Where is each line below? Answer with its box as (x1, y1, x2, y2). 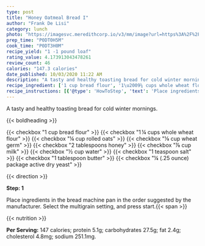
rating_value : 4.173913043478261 (6, 54, 92, 60)
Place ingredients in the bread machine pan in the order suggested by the (6, 196, 192, 203)
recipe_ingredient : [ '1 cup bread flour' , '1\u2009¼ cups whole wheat (6, 83, 190, 89)
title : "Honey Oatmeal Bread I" (6, 15, 88, 21)
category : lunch (6, 26, 48, 32)
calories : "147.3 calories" (6, 65, 78, 72)
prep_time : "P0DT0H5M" (6, 37, 64, 43)
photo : (6, 32, 23, 38)
